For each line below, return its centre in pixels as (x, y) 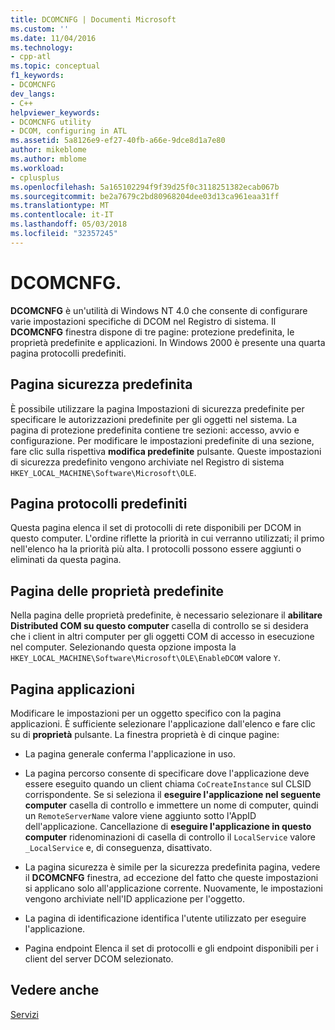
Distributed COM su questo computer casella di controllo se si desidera (159, 626)
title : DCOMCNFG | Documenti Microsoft (93, 19)
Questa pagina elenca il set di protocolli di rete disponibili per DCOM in (156, 528)
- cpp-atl (31, 57)
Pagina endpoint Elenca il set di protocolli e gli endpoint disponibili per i (171, 948)
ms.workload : (37, 168)
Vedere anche (55, 990)
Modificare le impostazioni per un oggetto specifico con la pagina (146, 713)
